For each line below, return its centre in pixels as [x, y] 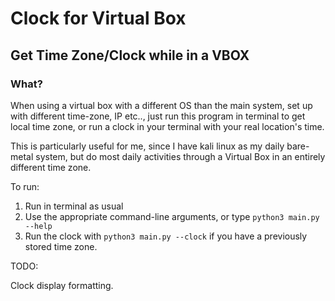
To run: [25, 186]
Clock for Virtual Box [98, 18]
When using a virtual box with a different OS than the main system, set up [161, 105]
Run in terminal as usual [74, 206]
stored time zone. [61, 246]
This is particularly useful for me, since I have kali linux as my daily [147, 146]
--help [38, 226]
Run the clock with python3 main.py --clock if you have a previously [166, 236]
